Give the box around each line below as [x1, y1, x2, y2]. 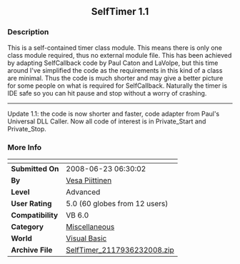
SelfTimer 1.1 [91, 6, 149, 18]
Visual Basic [66, 233, 107, 243]
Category [11, 221, 44, 231]
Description [7, 27, 49, 37]
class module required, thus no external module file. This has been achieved [7, 51, 232, 59]
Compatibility [11, 210, 59, 220]
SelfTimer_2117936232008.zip [66, 245, 174, 255]
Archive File [11, 245, 53, 255]
